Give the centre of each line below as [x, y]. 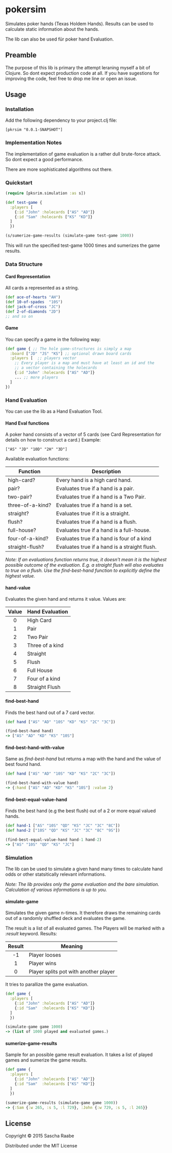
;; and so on [19, 316]
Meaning [72, 947]
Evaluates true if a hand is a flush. [96, 522]
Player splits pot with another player [72, 972]
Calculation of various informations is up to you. [56, 890]
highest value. [20, 576]
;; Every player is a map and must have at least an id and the [84, 363]
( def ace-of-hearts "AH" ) [33, 297]
